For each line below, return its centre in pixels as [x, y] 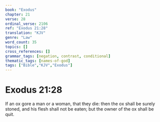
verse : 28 [15, 19]
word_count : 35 [21, 42]
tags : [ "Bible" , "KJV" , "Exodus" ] [39, 65]
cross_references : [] [28, 51]
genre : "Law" [19, 38]
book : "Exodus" [21, 10]
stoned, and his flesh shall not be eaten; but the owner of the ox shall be [79, 109]
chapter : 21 [17, 14]
